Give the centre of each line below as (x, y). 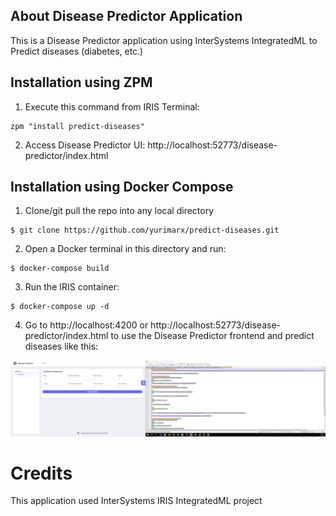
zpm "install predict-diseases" (77, 126)
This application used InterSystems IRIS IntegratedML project (136, 501)
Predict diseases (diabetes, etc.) (77, 51)
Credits (41, 473)
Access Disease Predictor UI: (85, 145)
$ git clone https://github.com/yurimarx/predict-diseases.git (145, 230)
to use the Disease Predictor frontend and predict (212, 336)
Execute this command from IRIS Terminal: (112, 106)
